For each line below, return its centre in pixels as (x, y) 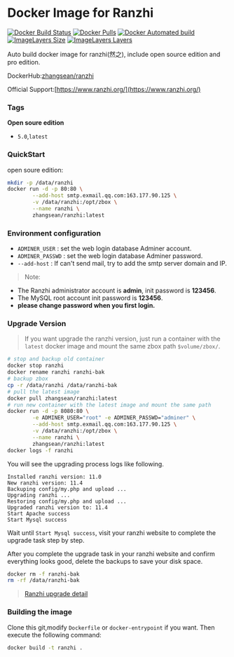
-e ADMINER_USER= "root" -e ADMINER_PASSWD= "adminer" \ (114, 418)
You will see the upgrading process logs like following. (86, 463)
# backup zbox (28, 379)
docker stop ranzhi (36, 366)
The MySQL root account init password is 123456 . (90, 298)
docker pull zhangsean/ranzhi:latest (62, 398)
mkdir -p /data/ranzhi (40, 183)
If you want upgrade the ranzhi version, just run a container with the (122, 339)
